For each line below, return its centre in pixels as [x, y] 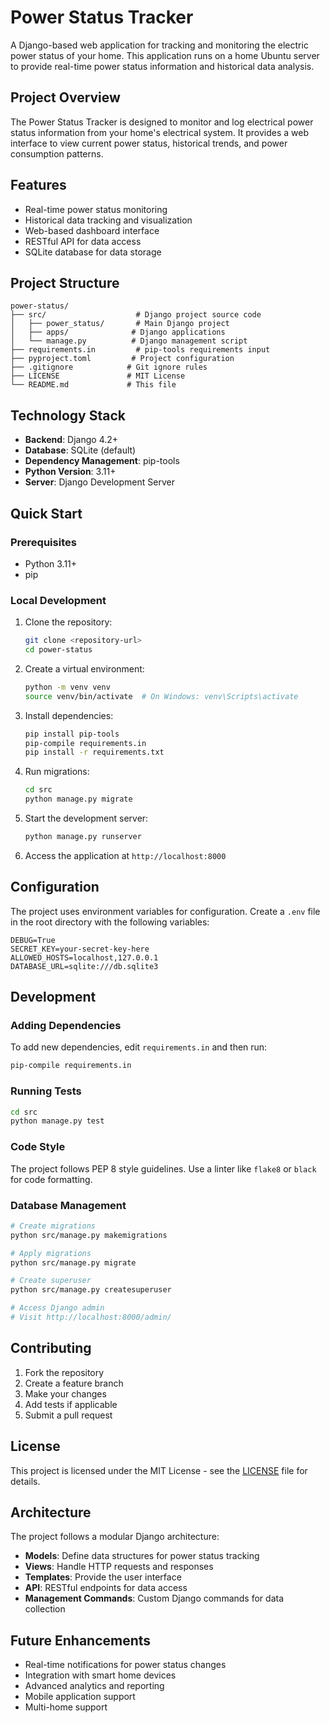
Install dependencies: [69, 715]
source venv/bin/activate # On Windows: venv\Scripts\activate [161, 696]
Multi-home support [66, 1707]
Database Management [68, 1205]
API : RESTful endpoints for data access [106, 1588]
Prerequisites [43, 542]
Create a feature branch [74, 1383]
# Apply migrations [51, 1253]
